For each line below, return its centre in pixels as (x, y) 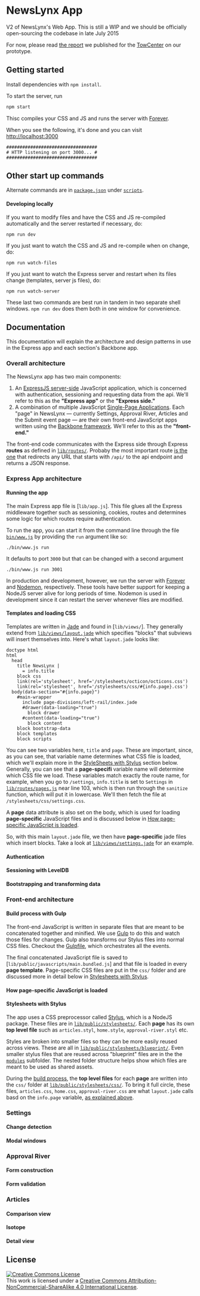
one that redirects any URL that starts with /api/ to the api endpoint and (95, 457)
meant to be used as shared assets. (50, 1067)
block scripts (34, 739)
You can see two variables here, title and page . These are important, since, (100, 750)
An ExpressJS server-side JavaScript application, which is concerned (101, 388)
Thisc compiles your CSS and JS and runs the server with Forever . (88, 118)
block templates (37, 734)
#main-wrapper (34, 697)
